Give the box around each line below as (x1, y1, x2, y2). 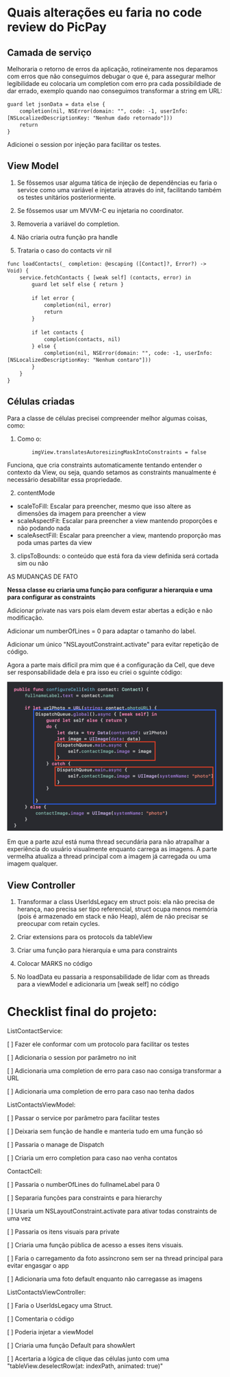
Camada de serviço (7, 47, 92, 58)
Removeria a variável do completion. (16, 220, 120, 228)
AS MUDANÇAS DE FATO (7, 572, 79, 581)
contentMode (16, 489, 55, 497)
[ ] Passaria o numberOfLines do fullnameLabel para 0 (7, 1180, 160, 1188)
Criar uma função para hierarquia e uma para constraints (16, 946, 178, 954)
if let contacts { (31, 329, 84, 336)
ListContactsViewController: (7, 1288, 86, 1296)
